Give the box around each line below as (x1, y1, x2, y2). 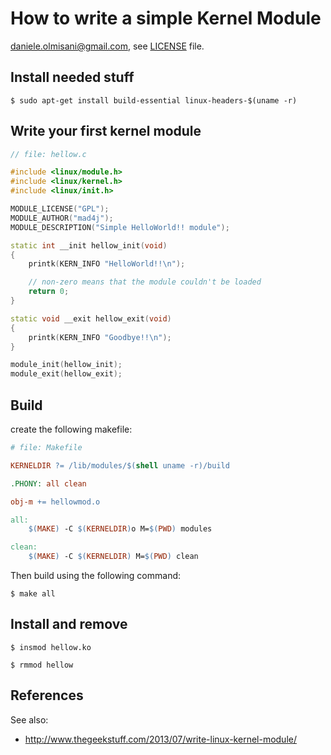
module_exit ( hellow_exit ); (10, 369, 123, 379)
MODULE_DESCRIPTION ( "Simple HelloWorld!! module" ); (10, 222, 230, 232)
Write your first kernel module (10, 123, 202, 140)
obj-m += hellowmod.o (10, 497, 101, 507)
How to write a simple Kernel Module (10, 7, 322, 30)
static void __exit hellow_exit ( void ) (10, 313, 172, 324)
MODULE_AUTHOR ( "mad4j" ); (10, 213, 114, 223)
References (10, 687, 84, 704)
